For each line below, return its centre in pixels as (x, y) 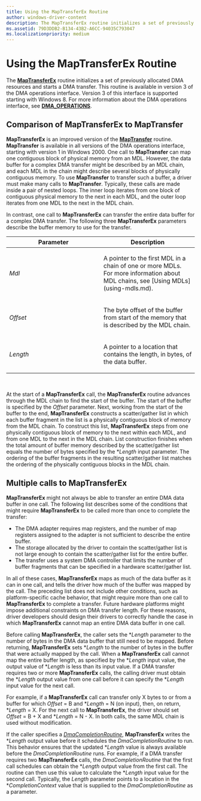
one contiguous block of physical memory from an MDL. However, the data (99, 158)
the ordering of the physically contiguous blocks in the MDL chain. (88, 464)
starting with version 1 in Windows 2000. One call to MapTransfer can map (99, 152)
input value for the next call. (41, 685)
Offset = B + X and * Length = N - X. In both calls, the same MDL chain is (95, 716)
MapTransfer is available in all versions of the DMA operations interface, (96, 145)
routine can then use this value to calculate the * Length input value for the (98, 772)
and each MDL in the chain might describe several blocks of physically (93, 171)
